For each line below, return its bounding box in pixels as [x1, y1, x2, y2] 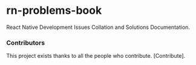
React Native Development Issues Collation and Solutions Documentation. [6, 23, 191, 31]
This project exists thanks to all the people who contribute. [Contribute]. [6, 52, 186, 60]
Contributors [6, 39, 45, 47]
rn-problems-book [6, 4, 102, 17]
